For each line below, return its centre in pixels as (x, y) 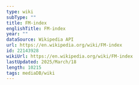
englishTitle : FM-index (36, 28)
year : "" (17, 34)
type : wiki (20, 12)
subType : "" (21, 17)
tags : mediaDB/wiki (31, 73)
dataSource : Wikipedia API (40, 40)
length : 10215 (24, 67)
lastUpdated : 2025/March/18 (42, 62)
